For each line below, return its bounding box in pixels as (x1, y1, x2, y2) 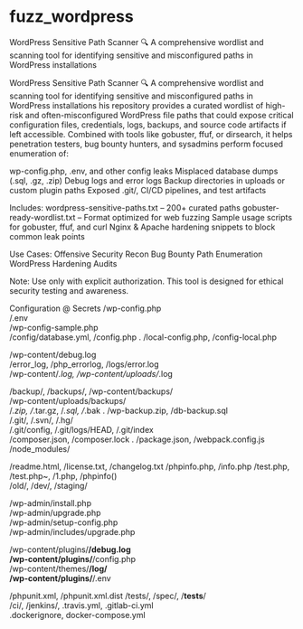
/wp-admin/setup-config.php (9, 517, 118, 528)
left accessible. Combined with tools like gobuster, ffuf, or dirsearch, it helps (9, 128, 293, 139)
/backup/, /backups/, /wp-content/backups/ (9, 386, 174, 397)
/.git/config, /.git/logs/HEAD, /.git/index (9, 424, 154, 435)
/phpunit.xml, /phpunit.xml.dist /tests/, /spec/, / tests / (9, 590, 206, 601)
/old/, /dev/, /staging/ (9, 480, 88, 491)
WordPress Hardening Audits (9, 258, 118, 268)
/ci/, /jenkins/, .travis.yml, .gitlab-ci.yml (9, 599, 154, 611)
